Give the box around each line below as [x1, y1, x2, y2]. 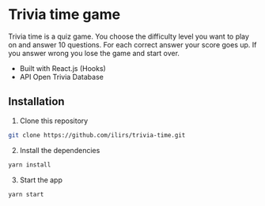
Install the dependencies [19, 145, 100, 155]
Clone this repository [19, 116, 89, 125]
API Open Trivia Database [19, 72, 104, 81]
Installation [8, 95, 65, 108]
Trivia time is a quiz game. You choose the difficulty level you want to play [8, 32, 249, 41]
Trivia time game [8, 6, 121, 24]
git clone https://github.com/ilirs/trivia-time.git [8, 131, 186, 139]
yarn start [8, 190, 44, 198]
